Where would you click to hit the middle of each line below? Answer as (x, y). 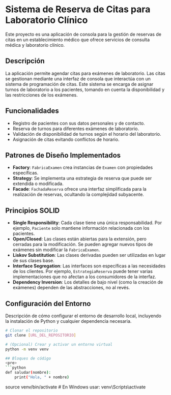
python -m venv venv (27, 349)
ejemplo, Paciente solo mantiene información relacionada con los (81, 228)
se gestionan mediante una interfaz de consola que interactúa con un (78, 79)
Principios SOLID (33, 210)
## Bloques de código (28, 358)
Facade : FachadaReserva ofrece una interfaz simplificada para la (79, 189)
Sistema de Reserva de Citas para (78, 9)
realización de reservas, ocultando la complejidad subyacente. (78, 195)
